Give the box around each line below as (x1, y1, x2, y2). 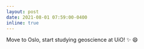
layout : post (6, 8, 39, 15)
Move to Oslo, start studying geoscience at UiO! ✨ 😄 (6, 36, 139, 44)
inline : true (6, 20, 39, 26)
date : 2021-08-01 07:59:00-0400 (6, 14, 87, 20)
